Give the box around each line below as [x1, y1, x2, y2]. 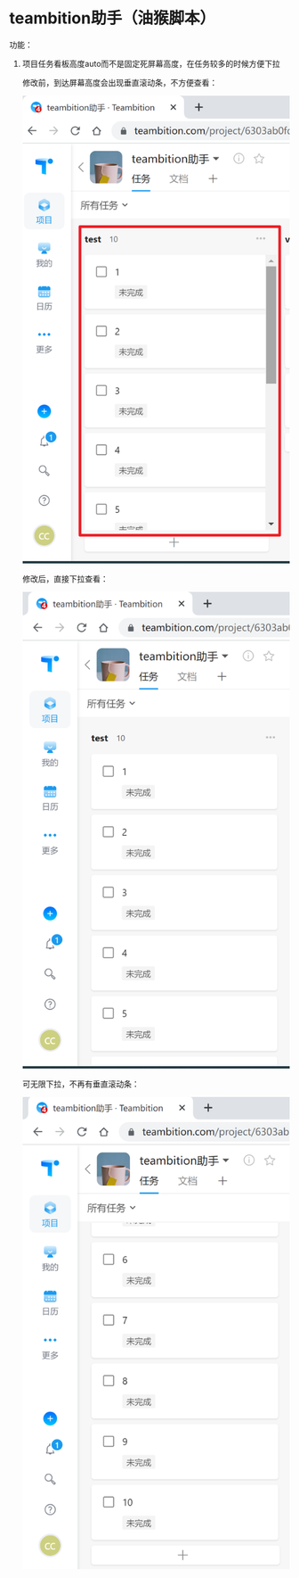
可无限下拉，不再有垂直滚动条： [21, 1078, 140, 1089]
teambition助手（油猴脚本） [9, 8, 216, 29]
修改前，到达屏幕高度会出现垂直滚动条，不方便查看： [21, 77, 218, 87]
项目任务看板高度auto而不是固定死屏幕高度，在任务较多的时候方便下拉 [21, 58, 280, 69]
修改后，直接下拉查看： [21, 574, 109, 584]
